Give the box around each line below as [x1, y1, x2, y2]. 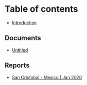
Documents [4, 34, 42, 42]
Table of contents [4, 3, 79, 15]
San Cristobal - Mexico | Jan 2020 [11, 74, 82, 80]
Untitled [11, 47, 28, 53]
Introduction [11, 20, 37, 26]
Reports [4, 61, 30, 70]
